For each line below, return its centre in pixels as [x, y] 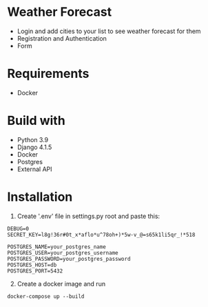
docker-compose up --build [46, 296]
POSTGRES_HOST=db [32, 265]
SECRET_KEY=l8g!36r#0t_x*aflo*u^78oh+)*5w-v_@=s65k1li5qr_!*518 [101, 235]
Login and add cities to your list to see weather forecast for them [109, 31]
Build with [36, 121]
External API [35, 169]
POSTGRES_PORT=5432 [35, 271]
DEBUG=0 [18, 228]
